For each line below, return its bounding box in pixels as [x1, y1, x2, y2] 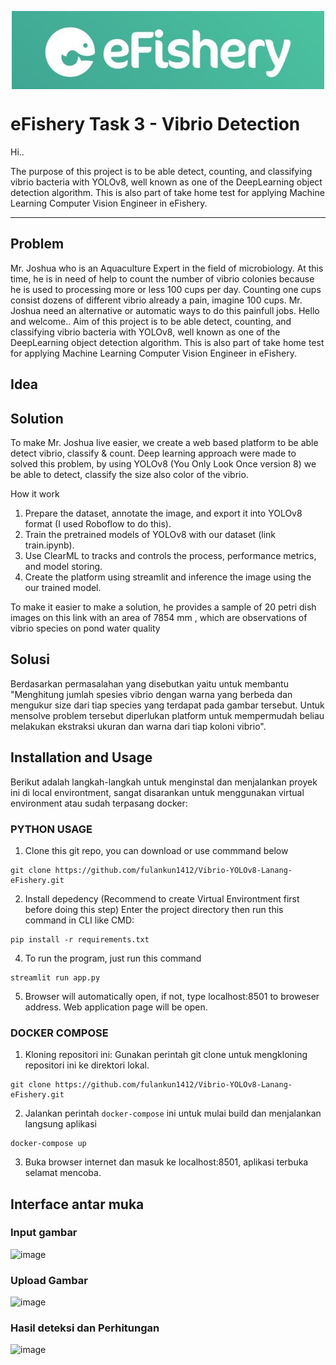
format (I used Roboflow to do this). [24, 517, 172, 530]
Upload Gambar [10, 1273, 88, 1287]
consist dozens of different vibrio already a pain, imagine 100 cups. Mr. [10, 294, 303, 306]
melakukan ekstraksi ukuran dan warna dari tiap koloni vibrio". [10, 720, 267, 732]
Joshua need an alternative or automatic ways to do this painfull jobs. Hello [10, 304, 320, 316]
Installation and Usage [10, 749, 153, 766]
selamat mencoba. [24, 1167, 102, 1179]
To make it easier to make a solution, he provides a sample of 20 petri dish [10, 601, 317, 613]
